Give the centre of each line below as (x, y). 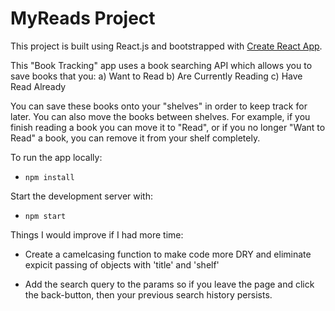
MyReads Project (83, 18)
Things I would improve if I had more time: (97, 234)
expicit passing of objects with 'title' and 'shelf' (122, 264)
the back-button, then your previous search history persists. (148, 294)
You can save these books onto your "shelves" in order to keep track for (159, 106)
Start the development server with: (81, 196)
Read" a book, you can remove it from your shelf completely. (135, 138)
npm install (49, 177)
